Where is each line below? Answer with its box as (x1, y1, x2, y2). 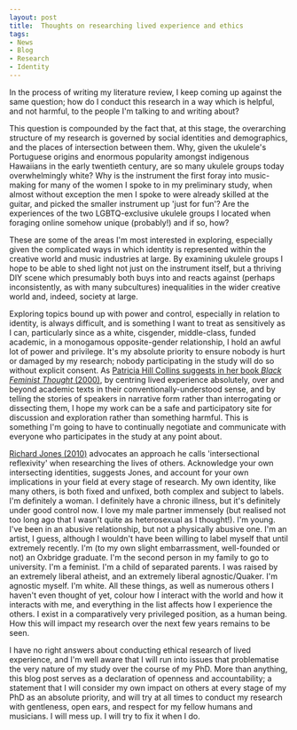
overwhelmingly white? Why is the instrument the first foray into (9, 170, 243, 180)
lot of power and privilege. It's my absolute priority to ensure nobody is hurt (9, 345, 285, 356)
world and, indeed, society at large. (9, 290, 139, 302)
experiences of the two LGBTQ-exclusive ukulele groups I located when (9, 208, 271, 218)
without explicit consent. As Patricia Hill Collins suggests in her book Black (9, 365, 282, 376)
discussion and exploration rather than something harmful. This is (9, 412, 249, 423)
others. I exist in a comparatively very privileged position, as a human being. (9, 608, 288, 619)
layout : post (9, 12, 58, 22)
